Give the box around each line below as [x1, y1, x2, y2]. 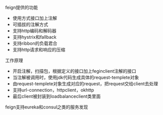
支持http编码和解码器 [12, 28, 57, 34]
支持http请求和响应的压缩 [12, 47, 66, 52]
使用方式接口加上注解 [12, 15, 57, 21]
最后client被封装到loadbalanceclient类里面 [12, 93, 101, 99]
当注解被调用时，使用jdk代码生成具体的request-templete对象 [12, 75, 139, 80]
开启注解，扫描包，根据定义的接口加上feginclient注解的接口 [12, 68, 136, 74]
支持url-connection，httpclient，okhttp [12, 87, 94, 93]
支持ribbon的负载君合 [12, 40, 58, 46]
